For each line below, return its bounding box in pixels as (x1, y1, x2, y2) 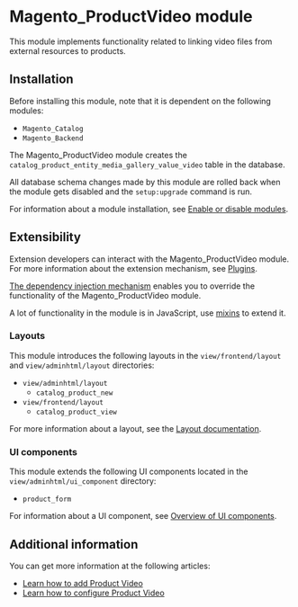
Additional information (9, 537, 139, 552)
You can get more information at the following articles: (9, 560, 211, 571)
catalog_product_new (35, 388, 113, 397)
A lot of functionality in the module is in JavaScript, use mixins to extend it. (9, 308, 286, 318)
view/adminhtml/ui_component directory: (9, 476, 157, 486)
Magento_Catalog (22, 124, 84, 133)
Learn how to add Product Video (22, 577, 144, 588)
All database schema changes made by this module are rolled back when (9, 176, 281, 187)
